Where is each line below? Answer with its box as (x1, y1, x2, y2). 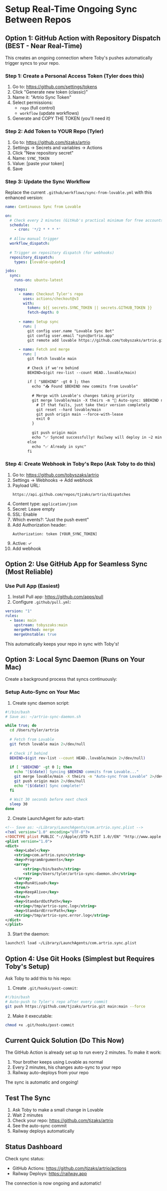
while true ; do (5, 723, 37, 728)
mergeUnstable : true (14, 632, 57, 637)
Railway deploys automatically (12, 1128, 75, 1134)
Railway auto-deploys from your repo (12, 1070, 89, 1076)
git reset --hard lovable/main (36, 407, 101, 412)
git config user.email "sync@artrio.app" (27, 333, 114, 338)
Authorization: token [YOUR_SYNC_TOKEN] (12, 531, 97, 537)
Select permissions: (12, 99, 53, 105)
